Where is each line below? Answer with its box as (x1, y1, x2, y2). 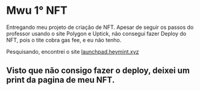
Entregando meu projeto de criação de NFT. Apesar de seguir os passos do (6, 24, 194, 31)
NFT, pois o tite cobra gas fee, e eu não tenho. (6, 36, 122, 43)
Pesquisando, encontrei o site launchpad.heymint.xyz (6, 48, 140, 55)
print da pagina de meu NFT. (6, 75, 115, 85)
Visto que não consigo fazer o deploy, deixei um (6, 66, 190, 76)
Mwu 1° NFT (6, 4, 67, 17)
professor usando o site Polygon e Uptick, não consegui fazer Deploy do (6, 30, 187, 37)
